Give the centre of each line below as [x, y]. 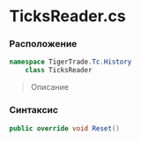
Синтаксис [34, 110]
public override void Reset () [65, 128]
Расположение [43, 44]
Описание [49, 87]
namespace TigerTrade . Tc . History [70, 62]
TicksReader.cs [67, 16]
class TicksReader [59, 71]
